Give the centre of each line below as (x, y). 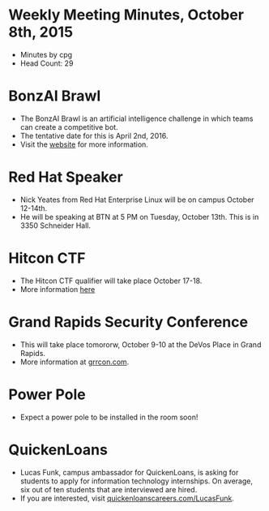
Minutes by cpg (46, 54)
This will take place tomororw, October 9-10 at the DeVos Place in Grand (141, 344)
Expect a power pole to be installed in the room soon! (109, 417)
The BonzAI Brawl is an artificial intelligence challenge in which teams (137, 118)
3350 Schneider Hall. (56, 225)
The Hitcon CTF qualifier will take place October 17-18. (111, 281)
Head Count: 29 (47, 63)
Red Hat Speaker (66, 177)
